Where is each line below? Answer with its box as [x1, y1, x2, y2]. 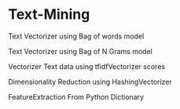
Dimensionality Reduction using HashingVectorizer [8, 77, 173, 86]
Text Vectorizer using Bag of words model [8, 31, 145, 41]
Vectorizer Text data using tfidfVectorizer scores [8, 61, 166, 71]
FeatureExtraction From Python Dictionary [8, 92, 144, 101]
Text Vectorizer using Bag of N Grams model [8, 46, 153, 56]
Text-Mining [8, 5, 90, 24]
